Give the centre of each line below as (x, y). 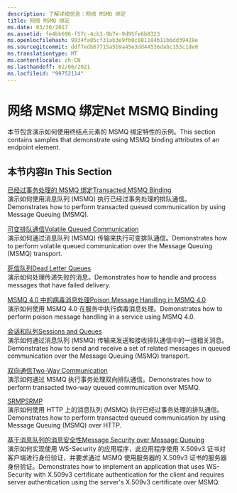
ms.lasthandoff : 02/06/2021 (49, 67)
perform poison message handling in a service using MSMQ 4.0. (101, 317)
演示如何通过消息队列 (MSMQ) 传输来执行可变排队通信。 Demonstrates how (117, 238)
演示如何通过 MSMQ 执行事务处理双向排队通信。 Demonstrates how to (109, 380)
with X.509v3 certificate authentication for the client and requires (129, 475)
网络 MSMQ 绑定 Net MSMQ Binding (113, 111)
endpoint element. (34, 147)
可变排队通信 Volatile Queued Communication (73, 229)
